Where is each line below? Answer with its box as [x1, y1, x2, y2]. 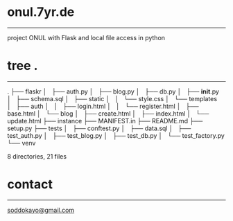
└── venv [7, 139, 36, 147]
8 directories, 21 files [7, 152, 67, 160]
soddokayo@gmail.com [7, 206, 75, 214]
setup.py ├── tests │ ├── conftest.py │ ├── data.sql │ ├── [7, 124, 191, 132]
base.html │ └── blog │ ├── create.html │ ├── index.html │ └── [7, 109, 209, 118]
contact [7, 177, 53, 193]
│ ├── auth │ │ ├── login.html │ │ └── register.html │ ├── [7, 102, 199, 110]
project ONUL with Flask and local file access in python [7, 33, 165, 42]
